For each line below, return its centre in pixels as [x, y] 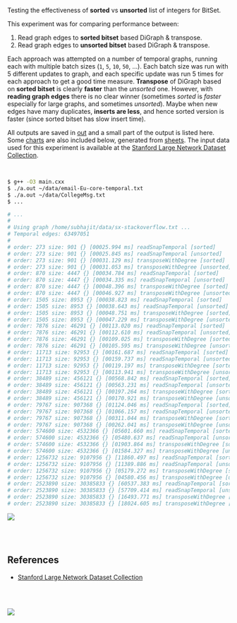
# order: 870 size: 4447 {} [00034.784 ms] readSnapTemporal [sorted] [113, 274]
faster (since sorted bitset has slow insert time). [77, 119]
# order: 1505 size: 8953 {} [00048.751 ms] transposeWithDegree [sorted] [120, 313]
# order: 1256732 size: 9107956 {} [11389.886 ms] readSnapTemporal [110, 464]
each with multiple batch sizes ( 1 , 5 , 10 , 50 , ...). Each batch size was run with [118, 66]
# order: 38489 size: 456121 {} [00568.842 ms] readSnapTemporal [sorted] [120, 379]
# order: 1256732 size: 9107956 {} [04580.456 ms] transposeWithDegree [115, 477]
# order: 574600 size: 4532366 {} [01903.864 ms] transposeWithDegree [113, 445]
